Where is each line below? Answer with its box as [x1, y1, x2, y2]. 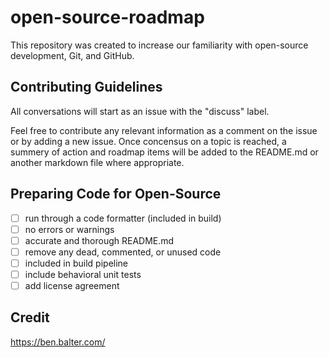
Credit [10, 309, 50, 326]
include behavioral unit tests [24, 268, 142, 280]
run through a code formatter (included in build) [24, 212, 222, 224]
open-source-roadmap [10, 6, 205, 29]
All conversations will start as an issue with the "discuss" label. [10, 105, 270, 117]
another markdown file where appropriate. [10, 156, 185, 168]
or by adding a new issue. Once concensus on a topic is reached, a [10, 135, 287, 147]
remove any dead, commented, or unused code [24, 246, 222, 258]
